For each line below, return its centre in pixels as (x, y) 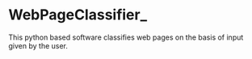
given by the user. (38, 45)
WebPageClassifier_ (78, 15)
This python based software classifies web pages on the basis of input (126, 37)
